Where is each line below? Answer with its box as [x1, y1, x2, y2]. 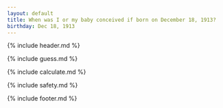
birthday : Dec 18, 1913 [7, 23, 75, 29]
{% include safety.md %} [7, 81, 78, 90]
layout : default [7, 10, 54, 17]
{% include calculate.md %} [7, 68, 86, 76]
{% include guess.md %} [7, 55, 78, 63]
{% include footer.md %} [7, 94, 78, 103]
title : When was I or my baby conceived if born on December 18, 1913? [7, 16, 216, 23]
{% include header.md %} [7, 42, 80, 50]
